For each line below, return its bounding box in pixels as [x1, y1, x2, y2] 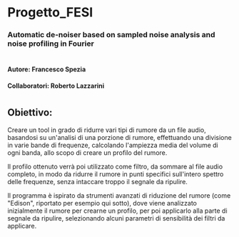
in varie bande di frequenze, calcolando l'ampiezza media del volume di [7, 141, 219, 149]
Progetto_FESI [7, 4, 93, 21]
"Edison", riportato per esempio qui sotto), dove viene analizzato [7, 198, 198, 207]
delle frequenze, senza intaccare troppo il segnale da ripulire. [7, 177, 188, 186]
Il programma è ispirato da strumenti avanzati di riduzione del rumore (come [7, 191, 231, 200]
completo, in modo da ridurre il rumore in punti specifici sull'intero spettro [7, 169, 224, 178]
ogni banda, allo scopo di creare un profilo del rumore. [7, 148, 168, 157]
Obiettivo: [7, 106, 53, 118]
